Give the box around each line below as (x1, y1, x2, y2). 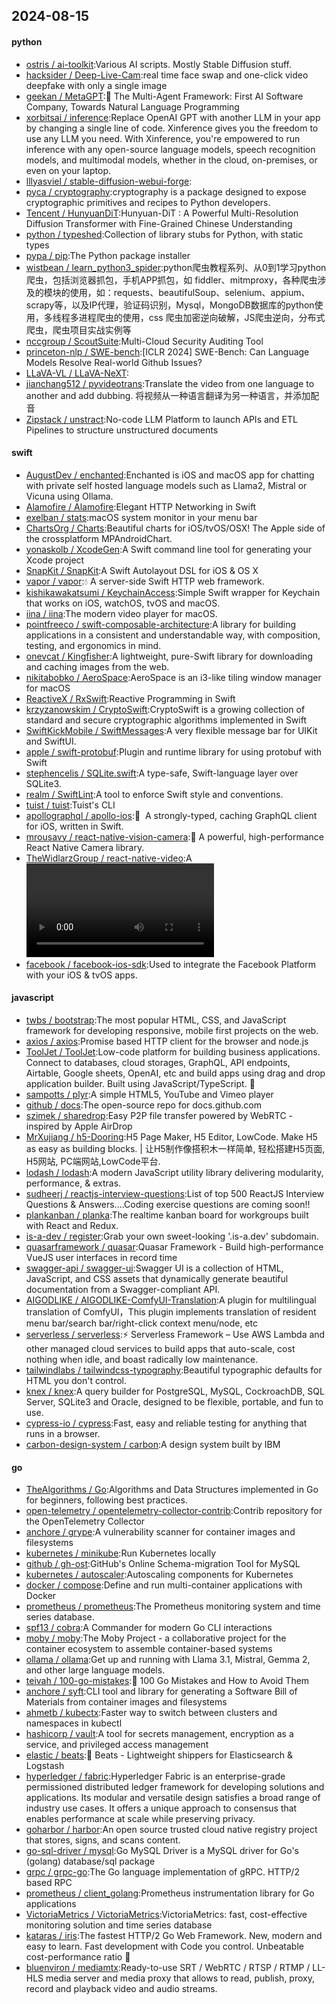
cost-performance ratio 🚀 (25, 1951, 131, 1963)
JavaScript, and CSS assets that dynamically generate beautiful (25, 1273, 289, 1284)
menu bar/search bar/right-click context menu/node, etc (25, 1317, 259, 1329)
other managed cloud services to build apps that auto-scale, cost (25, 1343, 296, 1354)
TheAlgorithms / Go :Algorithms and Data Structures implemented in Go (25, 1484, 319, 1496)
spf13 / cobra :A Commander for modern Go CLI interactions (25, 1622, 273, 1634)
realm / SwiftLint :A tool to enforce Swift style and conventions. (25, 788, 284, 800)
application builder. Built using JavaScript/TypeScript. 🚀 (25, 1078, 256, 1089)
